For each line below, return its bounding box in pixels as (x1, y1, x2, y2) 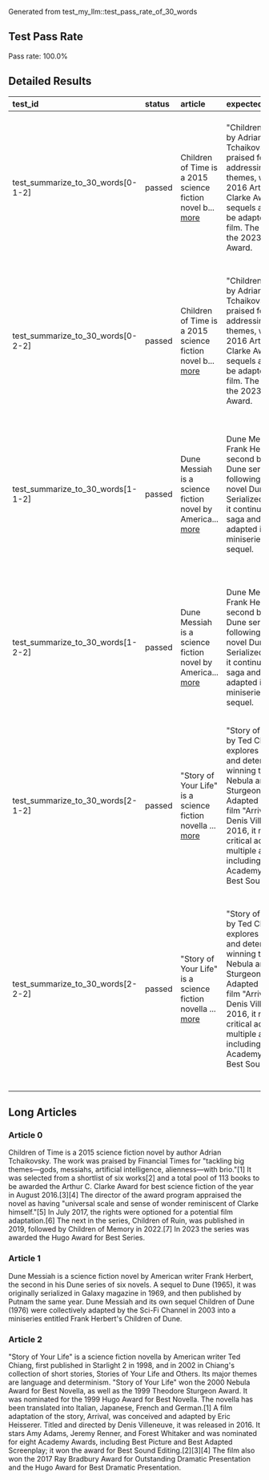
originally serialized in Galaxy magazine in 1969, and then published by (8, 1288, 242, 1297)
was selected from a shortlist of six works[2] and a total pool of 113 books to (8, 1173, 260, 1183)
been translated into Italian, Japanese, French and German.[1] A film (8, 1402, 233, 1413)
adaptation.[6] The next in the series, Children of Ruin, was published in (8, 1216, 245, 1225)
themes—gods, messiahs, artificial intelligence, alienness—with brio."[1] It (8, 1165, 252, 1175)
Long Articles (8, 1106, 78, 1119)
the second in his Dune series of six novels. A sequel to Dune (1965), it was (8, 1280, 256, 1289)
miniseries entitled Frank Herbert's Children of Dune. (8, 1313, 183, 1323)
